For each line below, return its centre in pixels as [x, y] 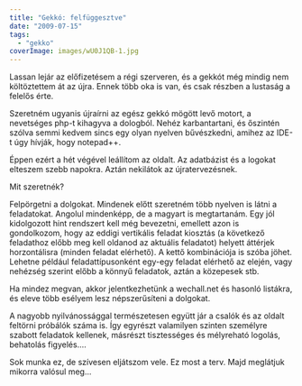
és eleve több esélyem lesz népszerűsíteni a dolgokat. [110, 299]
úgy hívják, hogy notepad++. [68, 142]
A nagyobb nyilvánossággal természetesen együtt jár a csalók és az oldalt [147, 316]
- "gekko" [36, 43]
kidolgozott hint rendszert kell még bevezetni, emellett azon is [124, 224]
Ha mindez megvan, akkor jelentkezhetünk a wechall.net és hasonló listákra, [151, 289]
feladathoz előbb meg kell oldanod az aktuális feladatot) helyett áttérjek [142, 243]
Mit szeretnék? [37, 187]
